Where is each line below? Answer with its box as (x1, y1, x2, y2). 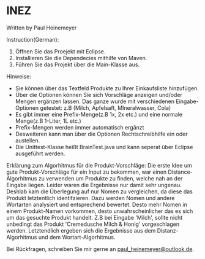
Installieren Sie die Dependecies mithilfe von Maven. (15, 54, 147, 61)
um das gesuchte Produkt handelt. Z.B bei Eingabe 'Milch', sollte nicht (6, 214, 183, 221)
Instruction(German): (6, 36, 59, 43)
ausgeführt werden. (15, 150, 65, 157)
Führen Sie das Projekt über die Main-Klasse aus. (15, 61, 140, 68)
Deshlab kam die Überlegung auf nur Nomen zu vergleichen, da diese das (6, 188, 193, 195)
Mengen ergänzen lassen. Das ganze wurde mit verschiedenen (15, 98, 175, 105)
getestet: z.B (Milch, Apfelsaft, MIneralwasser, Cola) (40, 104, 171, 111)
